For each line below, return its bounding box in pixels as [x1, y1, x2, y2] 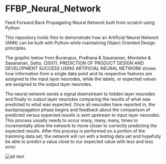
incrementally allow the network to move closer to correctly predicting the [5, 123, 157, 129]
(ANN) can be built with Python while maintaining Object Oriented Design [5, 39, 156, 45]
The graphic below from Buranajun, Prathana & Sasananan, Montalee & [5, 54, 151, 60]
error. [5, 144, 16, 150]
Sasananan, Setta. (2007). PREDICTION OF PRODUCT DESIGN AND [5, 60, 145, 66]
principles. [5, 45, 27, 51]
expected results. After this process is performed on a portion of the [5, 128, 146, 134]
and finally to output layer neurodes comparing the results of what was [5, 96, 151, 102]
